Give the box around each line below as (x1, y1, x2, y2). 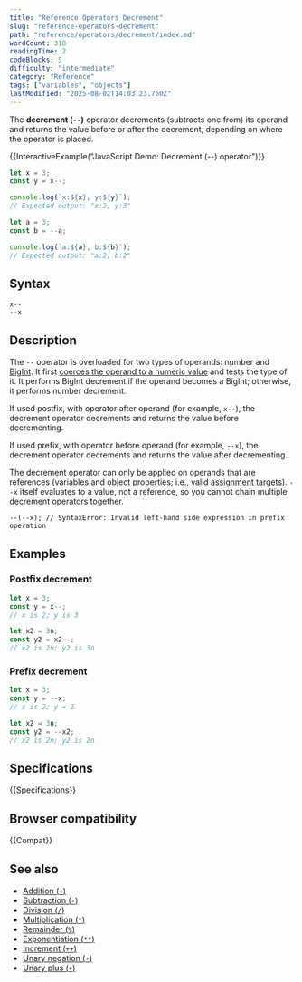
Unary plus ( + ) (22, 962, 76, 974)
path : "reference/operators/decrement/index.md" (9, 30, 196, 39)
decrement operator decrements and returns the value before (9, 413, 240, 424)
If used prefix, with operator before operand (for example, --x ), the (9, 440, 259, 451)
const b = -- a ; (9, 226, 67, 236)
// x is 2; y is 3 (9, 611, 79, 620)
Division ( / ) (22, 905, 65, 916)
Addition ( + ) (22, 885, 66, 897)
